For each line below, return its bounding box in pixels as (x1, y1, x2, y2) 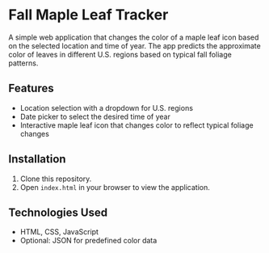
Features (8, 82, 54, 95)
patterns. (8, 58, 39, 68)
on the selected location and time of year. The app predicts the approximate (8, 40, 261, 50)
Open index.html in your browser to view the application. (19, 182, 210, 192)
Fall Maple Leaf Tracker (8, 6, 169, 24)
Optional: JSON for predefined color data (19, 236, 158, 246)
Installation (8, 152, 66, 167)
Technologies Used (8, 205, 107, 219)
